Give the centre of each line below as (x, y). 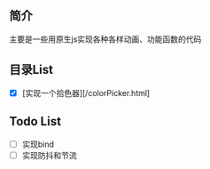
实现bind (38, 144)
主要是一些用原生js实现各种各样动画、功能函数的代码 (105, 39)
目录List (31, 70)
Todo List (35, 121)
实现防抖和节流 (49, 155)
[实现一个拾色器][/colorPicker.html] (86, 93)
